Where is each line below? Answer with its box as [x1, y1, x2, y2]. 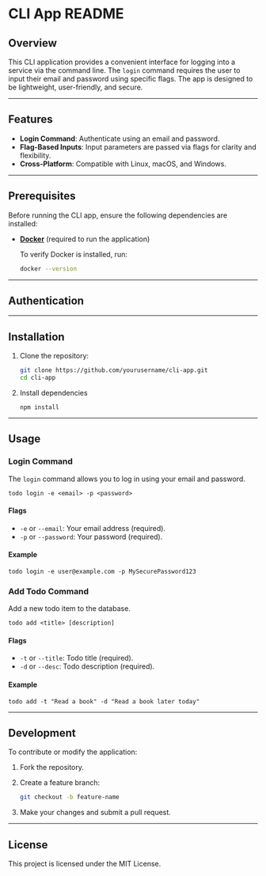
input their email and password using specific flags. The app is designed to [8, 74, 253, 83]
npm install [19, 403, 59, 411]
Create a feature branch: [19, 778, 101, 787]
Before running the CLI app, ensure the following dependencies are [8, 210, 228, 220]
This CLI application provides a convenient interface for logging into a [8, 57, 236, 66]
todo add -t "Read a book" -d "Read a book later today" [8, 697, 200, 705]
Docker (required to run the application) [19, 234, 150, 244]
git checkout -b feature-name [19, 793, 120, 802]
